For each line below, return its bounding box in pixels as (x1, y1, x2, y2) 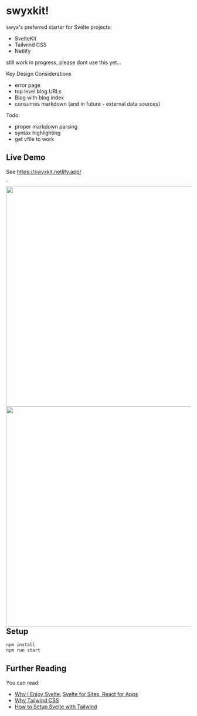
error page (14, 81, 41, 89)
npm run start (6, 647, 41, 653)
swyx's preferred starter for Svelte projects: (6, 23, 112, 31)
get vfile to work (14, 135, 55, 142)
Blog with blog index (14, 94, 64, 101)
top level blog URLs (14, 88, 62, 95)
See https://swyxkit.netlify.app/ (6, 168, 82, 175)
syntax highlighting (14, 129, 61, 136)
